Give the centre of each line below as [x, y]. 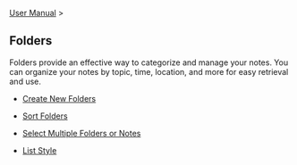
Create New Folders [59, 98]
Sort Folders [45, 116]
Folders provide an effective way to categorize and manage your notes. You [149, 62]
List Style [39, 150]
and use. [25, 81]
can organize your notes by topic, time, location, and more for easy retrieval [149, 71]
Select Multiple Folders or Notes [81, 133]
